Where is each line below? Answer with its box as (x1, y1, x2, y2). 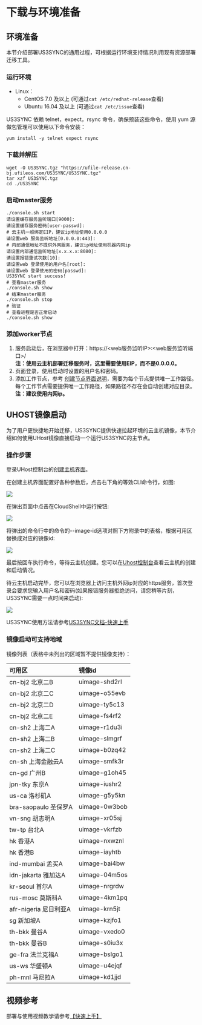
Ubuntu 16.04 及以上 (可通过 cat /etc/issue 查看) (24, 103, 145, 110)
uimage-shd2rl (78, 677, 122, 686)
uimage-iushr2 (78, 779, 122, 788)
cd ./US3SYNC (6, 180, 39, 186)
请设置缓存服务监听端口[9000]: (6, 216, 75, 222)
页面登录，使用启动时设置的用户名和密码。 (15, 367, 122, 375)
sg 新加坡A (9, 916, 41, 924)
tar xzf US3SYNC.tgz (6, 175, 59, 182)
